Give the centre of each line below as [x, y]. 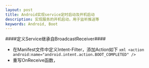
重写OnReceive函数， [35, 60]
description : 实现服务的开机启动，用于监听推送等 [52, 19]
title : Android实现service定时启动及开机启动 [50, 15]
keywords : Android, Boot [32, 24]
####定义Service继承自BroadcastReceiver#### [55, 39]
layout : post [19, 10]
